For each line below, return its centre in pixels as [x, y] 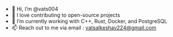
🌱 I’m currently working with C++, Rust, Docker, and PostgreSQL [89, 21]
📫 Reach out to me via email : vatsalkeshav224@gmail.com [84, 28]
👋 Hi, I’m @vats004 [35, 9]
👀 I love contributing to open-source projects [66, 15]
